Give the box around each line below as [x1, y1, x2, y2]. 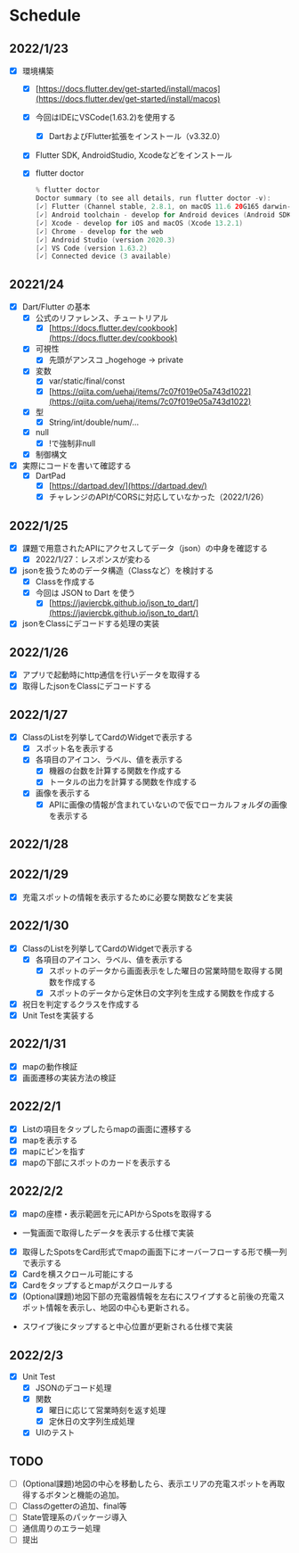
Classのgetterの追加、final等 [21, 1500, 127, 1512]
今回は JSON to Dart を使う [35, 588, 136, 599]
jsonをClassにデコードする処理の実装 [21, 618, 160, 629]
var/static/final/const [48, 376, 125, 386]
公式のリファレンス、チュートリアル [35, 313, 169, 324]
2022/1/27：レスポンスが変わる [35, 554, 151, 565]
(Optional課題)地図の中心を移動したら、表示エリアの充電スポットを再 [21, 1478, 278, 1490]
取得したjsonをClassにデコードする [21, 681, 152, 691]
